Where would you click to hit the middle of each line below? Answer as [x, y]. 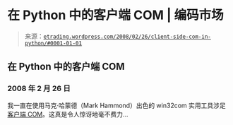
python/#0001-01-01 [53, 43]
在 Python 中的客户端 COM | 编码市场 [115, 15]
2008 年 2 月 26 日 [39, 88]
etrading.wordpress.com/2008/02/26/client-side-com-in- [127, 37]
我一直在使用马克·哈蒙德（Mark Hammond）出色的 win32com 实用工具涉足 [116, 105]
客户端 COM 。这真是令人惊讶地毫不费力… [68, 114]
